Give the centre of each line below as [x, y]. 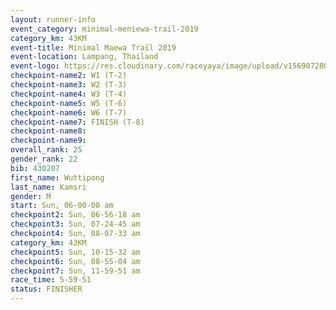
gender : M [31, 196]
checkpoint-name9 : [48, 141]
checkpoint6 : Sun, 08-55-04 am [75, 261]
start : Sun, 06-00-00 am [62, 206]
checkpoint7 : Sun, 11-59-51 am [75, 271]
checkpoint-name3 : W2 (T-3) [69, 85]
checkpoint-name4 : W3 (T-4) [69, 94]
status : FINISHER [46, 289]
